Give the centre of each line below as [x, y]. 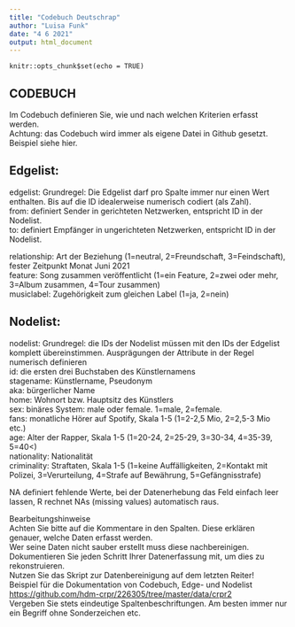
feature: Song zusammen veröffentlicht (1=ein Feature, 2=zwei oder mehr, [144, 275]
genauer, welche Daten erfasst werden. [81, 538]
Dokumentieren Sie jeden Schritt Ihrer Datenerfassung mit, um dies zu [137, 556]
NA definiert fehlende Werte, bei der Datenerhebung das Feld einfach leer [144, 492]
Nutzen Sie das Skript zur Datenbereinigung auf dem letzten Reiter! [132, 575]
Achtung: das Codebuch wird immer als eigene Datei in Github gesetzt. [139, 134]
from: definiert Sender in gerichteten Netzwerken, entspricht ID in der [136, 211]
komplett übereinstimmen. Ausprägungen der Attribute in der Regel [132, 352]
